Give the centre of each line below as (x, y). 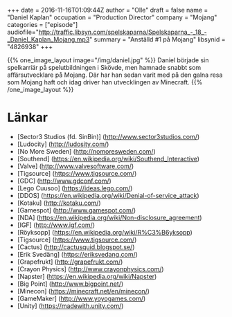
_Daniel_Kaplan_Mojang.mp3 (48, 39)
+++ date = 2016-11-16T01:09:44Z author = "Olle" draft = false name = (108, 10)
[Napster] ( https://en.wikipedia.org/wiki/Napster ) (87, 276)
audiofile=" (23, 32)
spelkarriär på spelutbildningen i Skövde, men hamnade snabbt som (104, 67)
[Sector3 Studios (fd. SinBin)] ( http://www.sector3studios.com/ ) (108, 136)
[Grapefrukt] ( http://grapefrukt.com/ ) (70, 262)
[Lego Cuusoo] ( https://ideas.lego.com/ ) (75, 188)
